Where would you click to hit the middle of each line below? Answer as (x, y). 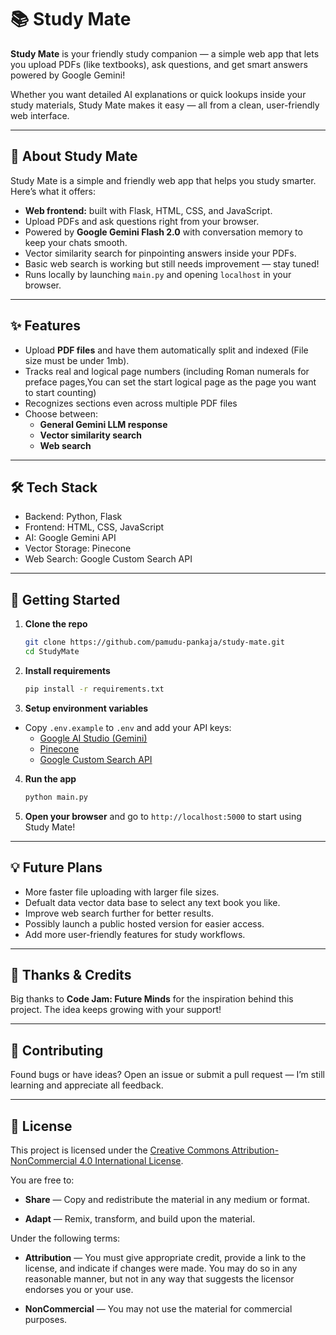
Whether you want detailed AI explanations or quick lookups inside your (158, 94)
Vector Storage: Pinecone (78, 548)
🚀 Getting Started (65, 599)
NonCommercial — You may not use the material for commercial (158, 1308)
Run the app (50, 778)
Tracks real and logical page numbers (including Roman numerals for (167, 371)
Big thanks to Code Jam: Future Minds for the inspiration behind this (152, 999)
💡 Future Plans (56, 867)
